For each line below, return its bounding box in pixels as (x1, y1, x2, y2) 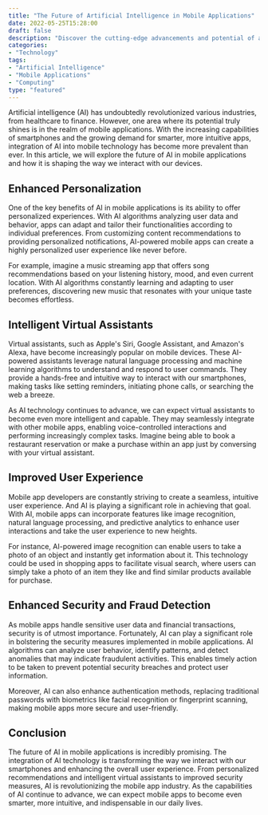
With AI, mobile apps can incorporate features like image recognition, (8, 508, 236, 519)
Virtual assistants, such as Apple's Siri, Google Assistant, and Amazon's (8, 339, 245, 348)
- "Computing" (8, 78, 56, 86)
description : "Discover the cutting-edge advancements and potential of (8, 34, 255, 42)
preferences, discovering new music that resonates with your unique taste (8, 287, 253, 296)
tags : (8, 57, 26, 65)
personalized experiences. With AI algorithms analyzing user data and (8, 212, 238, 221)
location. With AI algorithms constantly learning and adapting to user (8, 278, 234, 287)
